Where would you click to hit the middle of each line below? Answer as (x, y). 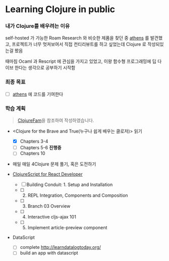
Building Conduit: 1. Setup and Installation (70, 185)
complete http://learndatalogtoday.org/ (61, 247)
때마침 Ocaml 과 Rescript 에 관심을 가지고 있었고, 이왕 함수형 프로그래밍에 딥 (81, 61)
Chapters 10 (33, 153)
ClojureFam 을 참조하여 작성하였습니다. (56, 120)
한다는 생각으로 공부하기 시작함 (45, 68)
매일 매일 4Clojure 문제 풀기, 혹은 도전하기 (54, 164)
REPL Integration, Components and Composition (78, 195)
